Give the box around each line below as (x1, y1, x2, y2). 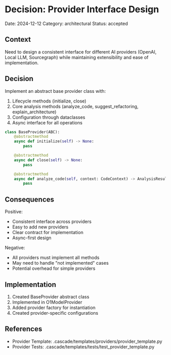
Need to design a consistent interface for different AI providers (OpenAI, (5, 48, 157, 55)
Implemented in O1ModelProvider (12, 299, 83, 305)
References (5, 325, 42, 334)
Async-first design (12, 235, 52, 241)
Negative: (5, 245, 25, 251)
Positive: (5, 209, 23, 215)
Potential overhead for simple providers (12, 265, 95, 271)
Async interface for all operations (12, 119, 83, 125)
